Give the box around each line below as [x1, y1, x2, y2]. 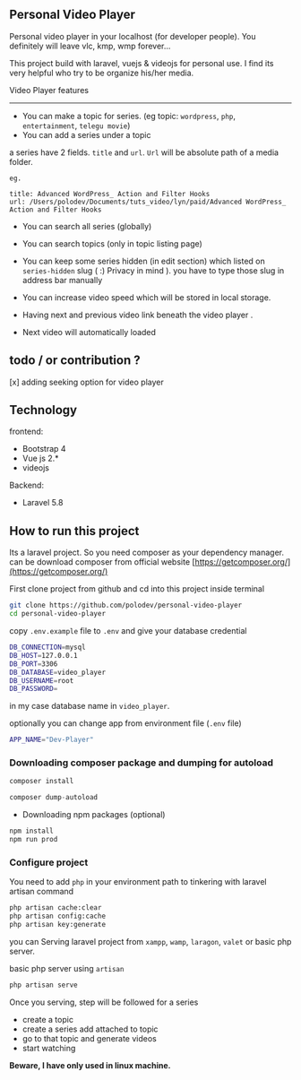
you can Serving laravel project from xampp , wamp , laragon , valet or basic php [9, 936, 292, 946]
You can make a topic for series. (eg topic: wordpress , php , [21, 110, 236, 121]
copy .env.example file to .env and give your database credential [9, 626, 247, 635]
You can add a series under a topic [21, 129, 151, 140]
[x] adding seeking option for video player [9, 376, 164, 387]
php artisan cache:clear [9, 903, 102, 912]
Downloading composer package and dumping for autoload [9, 756, 274, 769]
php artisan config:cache [9, 912, 106, 921]
